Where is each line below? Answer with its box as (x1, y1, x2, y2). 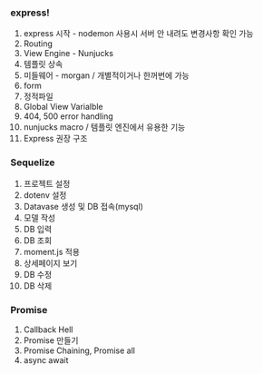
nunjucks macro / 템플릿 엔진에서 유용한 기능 (23, 122, 186, 133)
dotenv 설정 (23, 189, 67, 201)
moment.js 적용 (23, 246, 81, 257)
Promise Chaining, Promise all (23, 345, 135, 356)
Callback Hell (23, 324, 73, 335)
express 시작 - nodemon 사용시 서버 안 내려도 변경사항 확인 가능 (23, 28, 254, 39)
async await (23, 354, 69, 365)
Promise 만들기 (23, 334, 79, 346)
